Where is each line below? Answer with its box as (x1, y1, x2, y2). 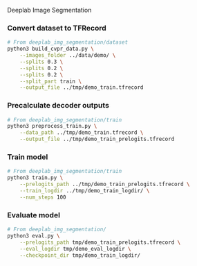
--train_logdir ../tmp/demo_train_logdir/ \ (19, 188, 150, 194)
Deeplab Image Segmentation (7, 6, 92, 14)
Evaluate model (7, 210, 61, 219)
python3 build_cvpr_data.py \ (7, 45, 95, 53)
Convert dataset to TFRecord (7, 23, 107, 33)
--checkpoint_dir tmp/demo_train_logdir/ (19, 251, 140, 259)
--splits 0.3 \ (19, 58, 64, 65)
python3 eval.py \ (7, 232, 60, 239)
